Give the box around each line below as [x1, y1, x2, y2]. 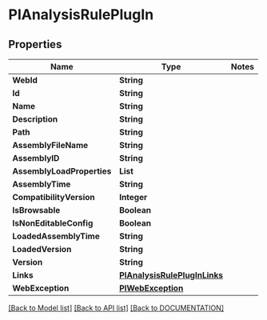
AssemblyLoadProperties [12, 166, 112, 177]
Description [12, 114, 58, 125]
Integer [118, 192, 148, 202]
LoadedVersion [12, 244, 72, 254]
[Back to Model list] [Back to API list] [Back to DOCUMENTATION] [8, 303, 225, 313]
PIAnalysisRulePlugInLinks [118, 270, 224, 281]
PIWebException [118, 282, 184, 294]
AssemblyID [12, 153, 60, 163]
